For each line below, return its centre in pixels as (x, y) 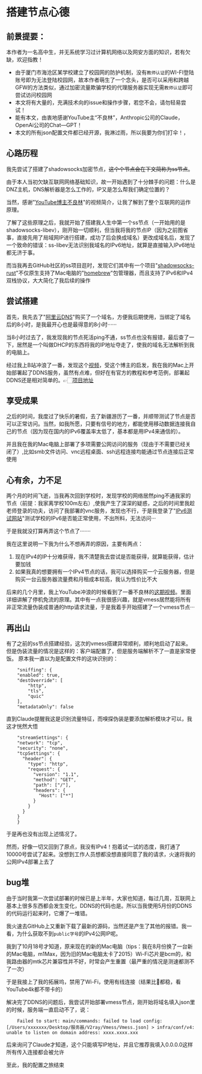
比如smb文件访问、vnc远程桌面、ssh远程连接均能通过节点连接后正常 (109, 452)
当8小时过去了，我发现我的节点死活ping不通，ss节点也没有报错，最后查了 (98, 337)
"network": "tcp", (40, 743)
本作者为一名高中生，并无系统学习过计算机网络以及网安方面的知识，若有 (96, 52)
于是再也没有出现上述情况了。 (43, 834)
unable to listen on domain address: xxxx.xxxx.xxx (72, 1032)
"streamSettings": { (43, 738)
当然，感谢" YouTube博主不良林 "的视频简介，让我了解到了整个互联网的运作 (99, 202)
